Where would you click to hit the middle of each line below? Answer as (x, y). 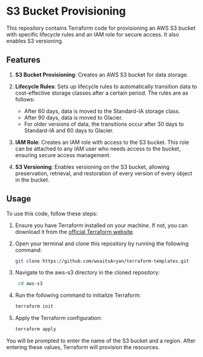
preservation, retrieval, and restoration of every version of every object (104, 173)
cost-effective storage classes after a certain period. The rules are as (101, 93)
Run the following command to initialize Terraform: (78, 295)
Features (23, 60)
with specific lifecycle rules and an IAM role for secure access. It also (93, 34)
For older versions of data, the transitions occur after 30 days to (104, 124)
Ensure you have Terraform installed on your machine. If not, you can (101, 225)
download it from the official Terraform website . (75, 231)
